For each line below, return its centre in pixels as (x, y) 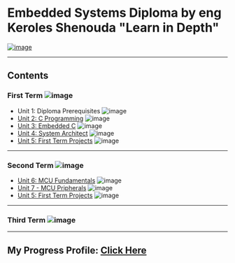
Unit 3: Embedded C (47, 126)
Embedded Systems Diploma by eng (114, 13)
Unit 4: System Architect (53, 133)
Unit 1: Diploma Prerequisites (59, 111)
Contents (28, 76)
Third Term (27, 220)
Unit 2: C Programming (50, 118)
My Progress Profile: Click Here (77, 250)
